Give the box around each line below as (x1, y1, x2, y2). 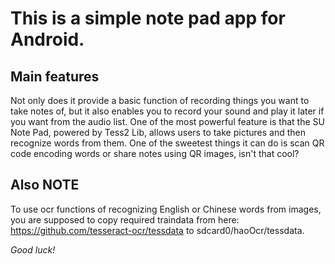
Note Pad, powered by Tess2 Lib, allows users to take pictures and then (10, 127, 306, 138)
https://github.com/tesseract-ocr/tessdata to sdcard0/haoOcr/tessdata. (10, 224, 305, 236)
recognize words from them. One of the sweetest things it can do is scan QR (10, 137, 325, 149)
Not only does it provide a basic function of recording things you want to (10, 95, 310, 106)
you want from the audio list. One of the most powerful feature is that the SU (10, 116, 325, 127)
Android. (10, 28, 85, 51)
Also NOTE (10, 177, 80, 194)
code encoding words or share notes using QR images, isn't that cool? (10, 148, 300, 159)
